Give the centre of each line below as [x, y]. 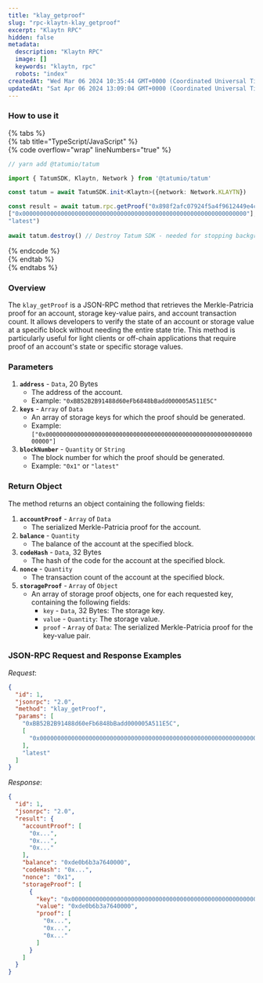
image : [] [31, 60]
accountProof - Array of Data [65, 518]
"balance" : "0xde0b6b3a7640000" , [77, 863]
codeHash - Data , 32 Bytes [60, 552]
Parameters [31, 367]
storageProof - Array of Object [69, 585]
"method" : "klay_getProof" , [61, 709]
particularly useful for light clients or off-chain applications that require [122, 338]
